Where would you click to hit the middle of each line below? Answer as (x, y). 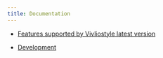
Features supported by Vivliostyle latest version (86, 34)
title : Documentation (39, 14)
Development (37, 47)
